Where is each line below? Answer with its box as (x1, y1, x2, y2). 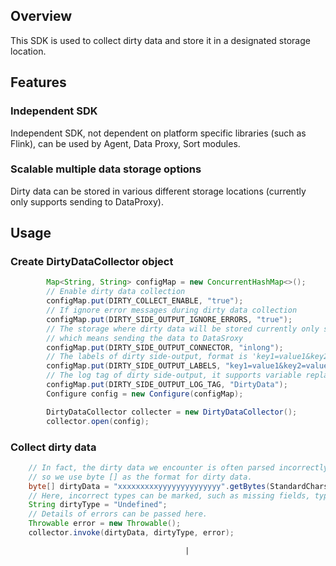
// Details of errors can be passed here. (28, 509, 208, 519)
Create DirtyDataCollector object (10, 255, 174, 269)
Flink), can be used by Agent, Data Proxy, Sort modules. (10, 137, 241, 149)
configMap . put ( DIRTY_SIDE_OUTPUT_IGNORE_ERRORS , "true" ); (46, 314, 293, 324)
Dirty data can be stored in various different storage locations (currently (10, 185, 307, 197)
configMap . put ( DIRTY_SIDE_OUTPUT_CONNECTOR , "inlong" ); (46, 342, 284, 353)
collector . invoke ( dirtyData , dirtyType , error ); (28, 528, 235, 538)
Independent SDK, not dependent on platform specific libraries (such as (10, 127, 307, 139)
